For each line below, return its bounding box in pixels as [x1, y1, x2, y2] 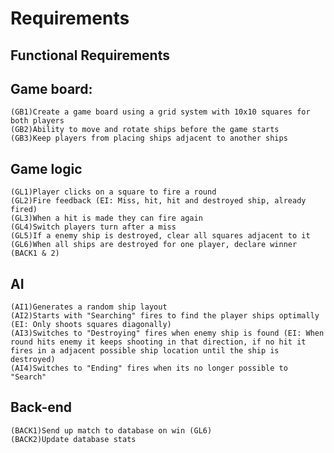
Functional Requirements [10, 47, 170, 64]
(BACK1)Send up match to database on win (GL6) [10, 425, 213, 436]
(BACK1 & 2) [10, 248, 60, 259]
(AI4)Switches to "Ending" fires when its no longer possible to [10, 363, 288, 374]
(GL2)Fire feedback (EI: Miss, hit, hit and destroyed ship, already [10, 196, 307, 206]
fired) [10, 205, 38, 215]
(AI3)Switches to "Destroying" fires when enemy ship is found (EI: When [10, 328, 325, 339]
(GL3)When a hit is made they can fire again [10, 213, 203, 224]
